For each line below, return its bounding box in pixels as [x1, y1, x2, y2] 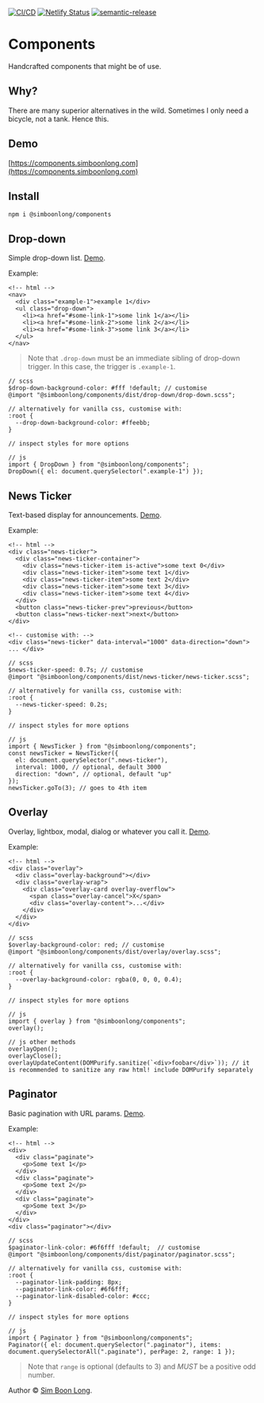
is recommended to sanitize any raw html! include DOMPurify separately [8, 1066, 254, 1073]
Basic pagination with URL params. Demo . [8, 1108, 146, 1118]
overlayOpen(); [8, 1045, 59, 1053]
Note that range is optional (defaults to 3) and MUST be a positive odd [27, 1362, 256, 1371]
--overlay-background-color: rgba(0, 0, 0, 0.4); [15, 975, 182, 984]
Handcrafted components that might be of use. [8, 61, 162, 71]
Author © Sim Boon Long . [8, 1386, 93, 1395]
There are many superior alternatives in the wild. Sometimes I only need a [8, 106, 249, 115]
